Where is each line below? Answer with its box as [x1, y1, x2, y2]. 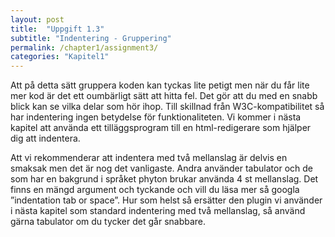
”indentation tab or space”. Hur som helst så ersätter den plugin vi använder [10, 194, 323, 206]
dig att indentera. [10, 132, 81, 145]
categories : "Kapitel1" [10, 52, 110, 62]
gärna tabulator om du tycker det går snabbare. [10, 216, 207, 228]
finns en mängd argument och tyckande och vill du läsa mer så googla [10, 184, 300, 196]
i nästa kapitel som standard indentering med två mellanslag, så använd [10, 205, 306, 217]
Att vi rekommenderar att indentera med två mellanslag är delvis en [10, 152, 288, 164]
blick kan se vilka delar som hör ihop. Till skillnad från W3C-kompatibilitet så [10, 101, 325, 113]
